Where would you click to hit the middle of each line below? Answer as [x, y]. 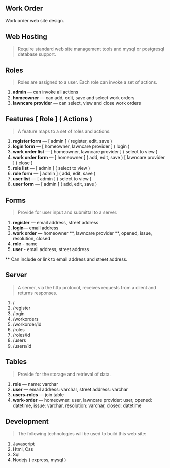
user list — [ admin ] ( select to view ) [52, 179]
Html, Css [23, 449]
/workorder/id [27, 324]
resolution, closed [31, 239]
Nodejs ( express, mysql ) [39, 460]
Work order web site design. [35, 20]
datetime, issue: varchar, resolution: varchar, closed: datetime [77, 405]
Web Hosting [26, 37]
